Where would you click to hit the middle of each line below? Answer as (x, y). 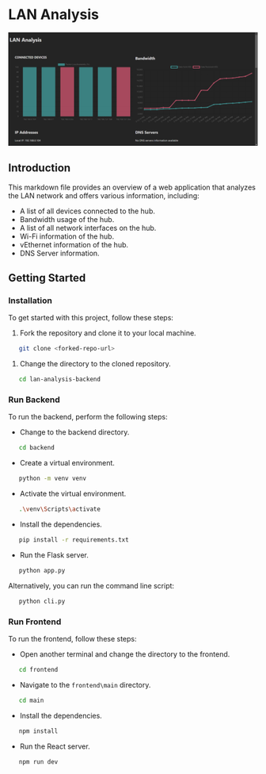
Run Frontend (35, 622)
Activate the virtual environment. (73, 494)
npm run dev (38, 762)
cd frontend (38, 669)
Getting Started (47, 278)
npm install (38, 731)
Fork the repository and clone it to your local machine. (108, 333)
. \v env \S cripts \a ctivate (60, 509)
